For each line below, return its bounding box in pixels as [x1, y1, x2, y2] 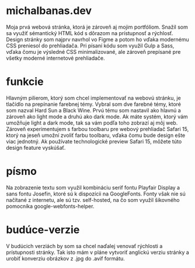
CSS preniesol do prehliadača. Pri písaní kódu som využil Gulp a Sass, [6, 42, 175, 49]
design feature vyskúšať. [6, 144, 66, 151]
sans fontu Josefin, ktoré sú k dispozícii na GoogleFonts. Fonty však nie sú [6, 190, 186, 197]
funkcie [6, 75, 44, 88]
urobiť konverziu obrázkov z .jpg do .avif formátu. [6, 255, 126, 262]
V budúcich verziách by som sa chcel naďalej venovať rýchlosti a [6, 242, 163, 249]
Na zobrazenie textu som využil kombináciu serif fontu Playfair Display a [6, 184, 180, 191]
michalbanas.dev [6, 4, 92, 18]
